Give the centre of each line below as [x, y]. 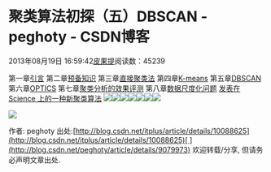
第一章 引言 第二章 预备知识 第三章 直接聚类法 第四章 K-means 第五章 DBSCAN [135, 78]
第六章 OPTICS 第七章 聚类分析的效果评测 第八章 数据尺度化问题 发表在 [125, 88]
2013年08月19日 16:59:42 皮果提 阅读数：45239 [87, 61]
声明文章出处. [38, 160]
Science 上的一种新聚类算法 [55, 98]
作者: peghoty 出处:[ [42, 131]
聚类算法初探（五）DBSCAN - [108, 17]
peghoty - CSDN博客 [79, 37]
